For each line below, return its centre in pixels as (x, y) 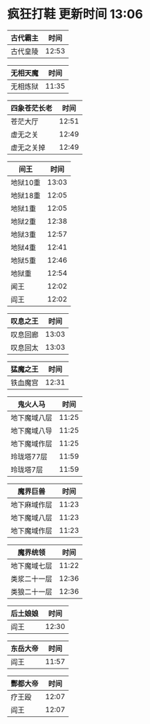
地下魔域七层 (32, 565)
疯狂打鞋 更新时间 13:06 (75, 14)
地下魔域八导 (32, 430)
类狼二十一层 (32, 592)
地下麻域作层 (32, 504)
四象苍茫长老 (32, 108)
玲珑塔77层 (29, 457)
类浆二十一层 (32, 579)
